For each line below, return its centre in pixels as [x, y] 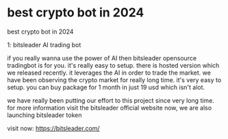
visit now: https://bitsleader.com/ [54, 128]
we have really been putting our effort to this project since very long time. [111, 100]
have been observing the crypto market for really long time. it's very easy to [114, 79]
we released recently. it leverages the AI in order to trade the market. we [109, 73]
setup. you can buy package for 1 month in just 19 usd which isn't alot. [106, 87]
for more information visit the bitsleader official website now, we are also [110, 108]
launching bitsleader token [45, 115]
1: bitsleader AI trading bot [44, 45]
